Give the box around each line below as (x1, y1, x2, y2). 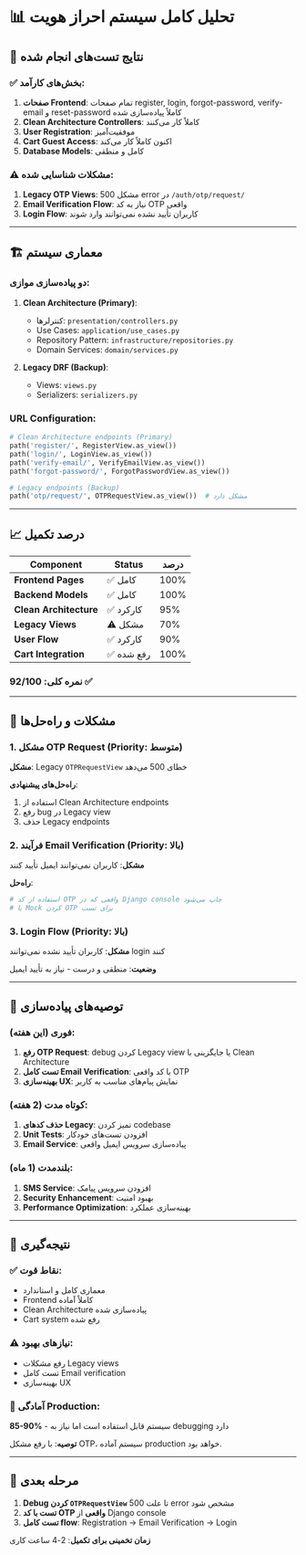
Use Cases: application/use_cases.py (36, 324, 180, 335)
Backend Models (14, 589, 88, 602)
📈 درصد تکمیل (9, 526, 85, 542)
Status (114, 558, 144, 571)
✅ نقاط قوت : (9, 1265, 62, 1277)
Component (29, 558, 83, 571)
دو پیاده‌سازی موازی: (9, 277, 90, 289)
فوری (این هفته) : (9, 1025, 76, 1038)
